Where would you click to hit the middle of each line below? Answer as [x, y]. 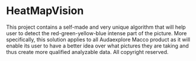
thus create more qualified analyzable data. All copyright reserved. [87, 52]
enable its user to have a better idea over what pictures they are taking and [98, 46]
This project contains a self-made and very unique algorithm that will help [96, 27]
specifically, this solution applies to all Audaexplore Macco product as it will [98, 39]
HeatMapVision [45, 11]
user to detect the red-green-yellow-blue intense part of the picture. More [97, 33]
